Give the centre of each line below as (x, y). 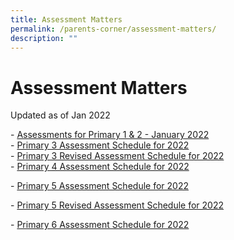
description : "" (44, 38)
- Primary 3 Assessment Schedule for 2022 (100, 145)
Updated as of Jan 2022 (60, 115)
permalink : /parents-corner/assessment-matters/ (113, 29)
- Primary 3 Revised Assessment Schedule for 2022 (117, 156)
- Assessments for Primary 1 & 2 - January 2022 (110, 135)
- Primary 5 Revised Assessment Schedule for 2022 (117, 205)
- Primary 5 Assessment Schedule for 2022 (99, 186)
